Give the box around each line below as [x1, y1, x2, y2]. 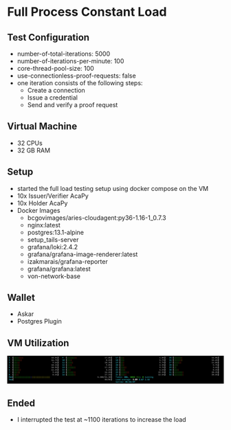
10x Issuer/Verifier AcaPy [16, 192, 89, 200]
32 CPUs [16, 139, 43, 147]
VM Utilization [7, 337, 69, 349]
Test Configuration [7, 32, 90, 43]
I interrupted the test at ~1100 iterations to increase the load [16, 416, 187, 424]
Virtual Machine [7, 121, 78, 133]
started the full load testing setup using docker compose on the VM [16, 184, 208, 192]
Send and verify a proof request [27, 101, 118, 109]
